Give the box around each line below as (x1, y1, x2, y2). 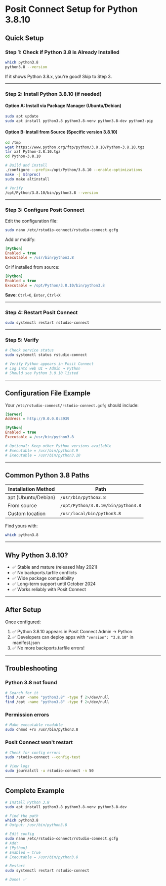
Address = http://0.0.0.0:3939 (5, 416, 70, 421)
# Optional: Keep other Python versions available (5, 443, 112, 448)
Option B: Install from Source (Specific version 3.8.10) (5, 129, 118, 135)
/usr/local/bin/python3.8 (60, 511, 121, 517)
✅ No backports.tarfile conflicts (12, 570, 77, 576)
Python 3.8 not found (5, 679, 57, 686)
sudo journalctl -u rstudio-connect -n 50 (5, 768, 94, 773)
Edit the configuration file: (5, 218, 58, 224)
